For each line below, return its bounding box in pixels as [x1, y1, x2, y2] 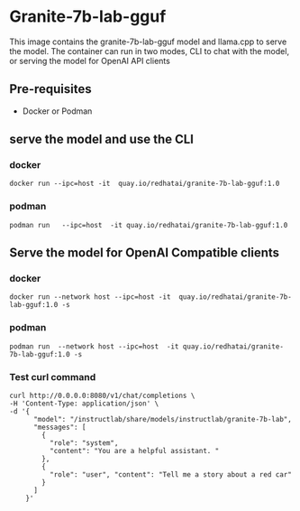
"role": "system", [49, 439, 119, 448]
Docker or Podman [22, 106, 93, 116]
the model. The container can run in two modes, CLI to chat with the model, [9, 45, 290, 56]
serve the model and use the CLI [9, 132, 194, 147]
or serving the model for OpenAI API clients [9, 55, 171, 66]
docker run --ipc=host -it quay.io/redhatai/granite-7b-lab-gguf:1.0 [9, 179, 280, 189]
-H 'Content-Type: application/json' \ [9, 399, 159, 408]
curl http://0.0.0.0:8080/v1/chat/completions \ [9, 391, 195, 401]
